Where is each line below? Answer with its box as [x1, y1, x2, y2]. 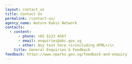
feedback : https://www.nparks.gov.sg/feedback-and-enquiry [5, 51, 128, 57]
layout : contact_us [5, 7, 45, 12]
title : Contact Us [5, 12, 42, 16]
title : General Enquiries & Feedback [14, 47, 91, 52]
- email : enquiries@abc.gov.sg [18, 38, 82, 43]
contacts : [5, 25, 25, 30]
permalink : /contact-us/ [5, 16, 56, 21]
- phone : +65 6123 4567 [18, 34, 67, 39]
